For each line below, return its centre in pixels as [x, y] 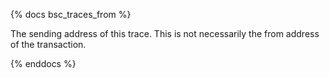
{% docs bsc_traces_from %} [71, 14]
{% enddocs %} [43, 63]
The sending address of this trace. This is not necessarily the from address [165, 33]
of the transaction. [48, 44]
